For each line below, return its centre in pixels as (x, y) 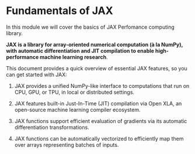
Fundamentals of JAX (60, 11)
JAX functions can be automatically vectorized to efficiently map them (99, 138)
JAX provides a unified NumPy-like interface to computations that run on (102, 85)
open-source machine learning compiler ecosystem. (77, 109)
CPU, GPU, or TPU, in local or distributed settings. (74, 92)
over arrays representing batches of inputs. (67, 145)
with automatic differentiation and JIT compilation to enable (80, 50)
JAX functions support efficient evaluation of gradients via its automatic (101, 121)
